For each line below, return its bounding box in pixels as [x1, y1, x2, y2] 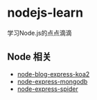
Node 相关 [7, 51, 52, 63]
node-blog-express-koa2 [17, 69, 90, 78]
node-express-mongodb [17, 77, 88, 85]
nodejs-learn [7, 5, 84, 21]
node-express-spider [17, 85, 78, 93]
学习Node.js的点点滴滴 [7, 28, 72, 37]
